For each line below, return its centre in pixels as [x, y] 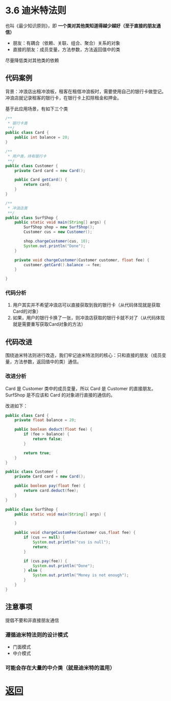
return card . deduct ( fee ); [51, 491]
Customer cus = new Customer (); [58, 232]
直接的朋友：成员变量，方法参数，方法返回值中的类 [66, 49]
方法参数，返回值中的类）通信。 [48, 362]
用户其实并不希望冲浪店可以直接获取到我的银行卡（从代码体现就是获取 [87, 305]
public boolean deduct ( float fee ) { [54, 429]
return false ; [47, 439]
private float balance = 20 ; [45, 420]
